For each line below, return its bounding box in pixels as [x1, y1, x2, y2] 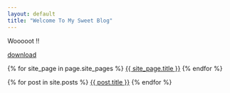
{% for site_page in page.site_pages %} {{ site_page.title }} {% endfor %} [7, 64, 223, 72]
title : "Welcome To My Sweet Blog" [7, 17, 113, 24]
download [7, 50, 37, 59]
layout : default [7, 10, 56, 18]
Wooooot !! [7, 36, 40, 45]
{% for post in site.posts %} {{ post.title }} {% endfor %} [7, 77, 172, 86]
